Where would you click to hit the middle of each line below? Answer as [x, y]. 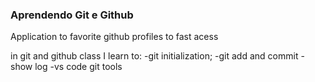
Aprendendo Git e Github [72, 15]
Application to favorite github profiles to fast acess [114, 37]
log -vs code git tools [78, 67]
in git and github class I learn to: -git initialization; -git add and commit [154, 56]
